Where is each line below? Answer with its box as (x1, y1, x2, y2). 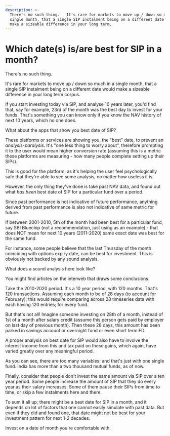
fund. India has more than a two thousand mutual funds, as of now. (5, 363, 145, 370)
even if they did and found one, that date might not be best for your (5, 410, 146, 416)
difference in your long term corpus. (5, 92, 81, 98)
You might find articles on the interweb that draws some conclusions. (5, 275, 150, 282)
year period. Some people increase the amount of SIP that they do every (5, 378, 156, 385)
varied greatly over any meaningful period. (5, 348, 94, 354)
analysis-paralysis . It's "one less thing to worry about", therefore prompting (5, 142, 163, 148)
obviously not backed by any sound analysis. (5, 256, 99, 262)
